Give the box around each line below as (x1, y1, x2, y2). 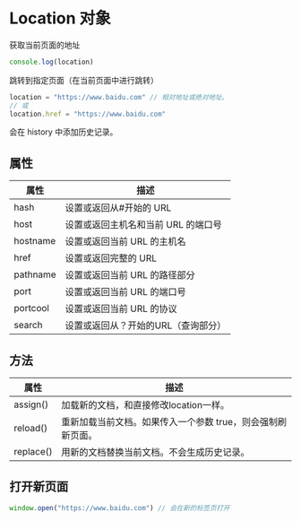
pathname (13, 268, 56, 281)
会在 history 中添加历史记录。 (9, 126, 118, 137)
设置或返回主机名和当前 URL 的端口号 (64, 219, 222, 231)
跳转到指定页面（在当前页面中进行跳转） (9, 74, 159, 85)
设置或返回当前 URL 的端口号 (64, 286, 186, 299)
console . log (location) (9, 57, 94, 66)
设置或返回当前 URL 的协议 (64, 302, 177, 315)
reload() (13, 422, 47, 435)
